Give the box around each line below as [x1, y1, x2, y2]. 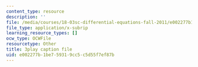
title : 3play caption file [6, 47, 72, 52]
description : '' [6, 14, 46, 20]
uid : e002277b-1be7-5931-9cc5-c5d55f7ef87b [6, 52, 115, 58]
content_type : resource [6, 8, 65, 15]
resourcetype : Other [6, 41, 57, 47]
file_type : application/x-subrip [6, 24, 88, 31]
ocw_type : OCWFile [6, 36, 51, 41]
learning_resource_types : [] [6, 30, 78, 36]
